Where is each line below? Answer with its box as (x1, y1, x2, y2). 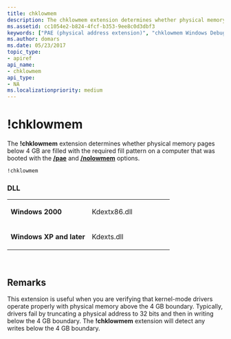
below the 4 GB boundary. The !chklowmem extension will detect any (7, 317, 206, 325)
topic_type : (7, 49, 41, 56)
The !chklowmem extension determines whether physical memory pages (7, 139, 215, 148)
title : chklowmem (7, 10, 57, 17)
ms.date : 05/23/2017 (7, 42, 67, 49)
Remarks (7, 276, 47, 288)
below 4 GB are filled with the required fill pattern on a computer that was (7, 147, 215, 155)
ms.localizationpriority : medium (7, 87, 103, 94)
